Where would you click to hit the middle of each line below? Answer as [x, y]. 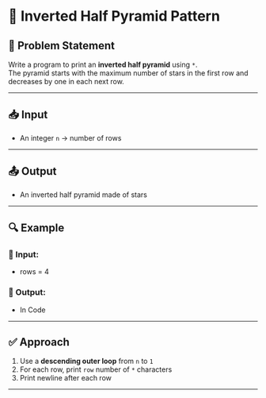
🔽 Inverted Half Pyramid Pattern [114, 16]
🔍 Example [36, 228]
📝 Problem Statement [62, 46]
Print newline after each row [66, 378]
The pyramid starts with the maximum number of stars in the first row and [128, 73]
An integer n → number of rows [70, 137]
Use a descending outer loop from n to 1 [86, 361]
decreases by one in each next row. [66, 81]
